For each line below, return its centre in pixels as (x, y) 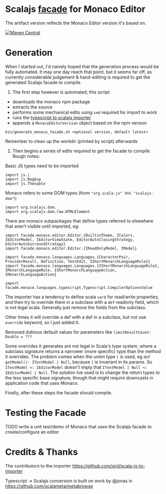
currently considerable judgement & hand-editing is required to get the (78, 77)
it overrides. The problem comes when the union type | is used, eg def (78, 357)
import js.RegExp (23, 179)
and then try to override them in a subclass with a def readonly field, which (82, 302)
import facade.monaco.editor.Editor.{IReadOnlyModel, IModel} (71, 248)
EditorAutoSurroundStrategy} (35, 244)
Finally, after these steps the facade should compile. (59, 392)
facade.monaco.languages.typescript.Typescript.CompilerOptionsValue (79, 287)
